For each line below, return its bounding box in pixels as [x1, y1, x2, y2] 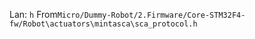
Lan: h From [9, 9, 58, 20]
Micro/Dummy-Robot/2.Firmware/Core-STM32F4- [57, 10, 246, 20]
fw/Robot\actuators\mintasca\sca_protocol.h [9, 19, 198, 29]
